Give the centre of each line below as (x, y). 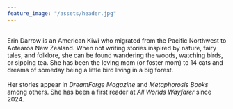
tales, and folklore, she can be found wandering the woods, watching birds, (115, 55)
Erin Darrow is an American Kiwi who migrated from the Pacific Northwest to (117, 40)
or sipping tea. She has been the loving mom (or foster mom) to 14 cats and (115, 62)
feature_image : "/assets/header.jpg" (62, 13)
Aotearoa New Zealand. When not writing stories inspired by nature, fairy (112, 48)
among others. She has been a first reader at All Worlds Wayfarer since (110, 92)
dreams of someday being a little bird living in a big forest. (90, 70)
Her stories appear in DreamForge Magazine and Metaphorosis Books (108, 84)
